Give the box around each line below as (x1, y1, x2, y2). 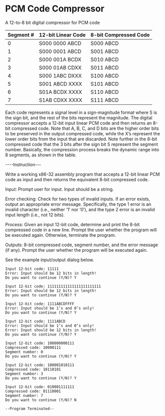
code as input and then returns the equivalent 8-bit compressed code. (5, 176, 149, 182)
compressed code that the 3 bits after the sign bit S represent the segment (5, 141, 158, 147)
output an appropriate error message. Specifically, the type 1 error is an (5, 201, 152, 207)
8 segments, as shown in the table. (5, 152, 77, 158)
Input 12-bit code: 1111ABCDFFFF (5, 301, 75, 306)
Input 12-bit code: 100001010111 (5, 363, 75, 368)
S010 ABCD (90, 56, 119, 63)
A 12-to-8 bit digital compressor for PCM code (5, 19, 100, 25)
